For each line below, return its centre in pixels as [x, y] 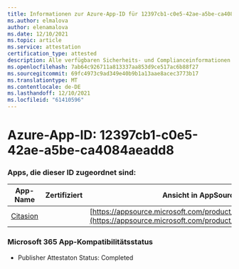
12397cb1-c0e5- [149, 135]
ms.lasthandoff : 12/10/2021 [49, 93]
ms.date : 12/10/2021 [38, 34]
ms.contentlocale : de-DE [44, 87]
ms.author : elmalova [38, 21]
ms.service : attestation [44, 47]
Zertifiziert [64, 195]
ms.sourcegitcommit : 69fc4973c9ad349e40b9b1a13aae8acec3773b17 [103, 73]
